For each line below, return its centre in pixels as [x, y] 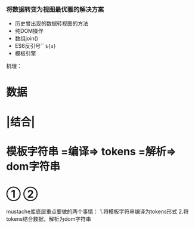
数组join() [27, 38]
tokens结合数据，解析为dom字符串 [49, 218]
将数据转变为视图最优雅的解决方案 [55, 9]
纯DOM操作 [29, 31]
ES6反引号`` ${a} [35, 46]
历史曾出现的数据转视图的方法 [51, 24]
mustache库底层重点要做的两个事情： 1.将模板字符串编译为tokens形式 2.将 [97, 211]
